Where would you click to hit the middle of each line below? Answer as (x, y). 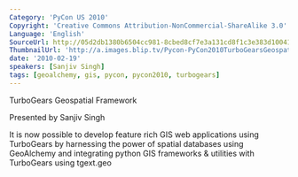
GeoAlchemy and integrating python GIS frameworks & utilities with (132, 153)
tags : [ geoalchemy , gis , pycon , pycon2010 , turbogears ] (114, 75)
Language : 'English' (47, 34)
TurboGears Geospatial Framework (73, 100)
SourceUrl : (29, 42)
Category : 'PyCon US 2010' (59, 17)
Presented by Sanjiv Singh (57, 117)
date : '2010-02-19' (45, 58)
